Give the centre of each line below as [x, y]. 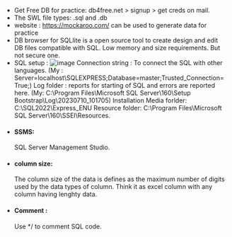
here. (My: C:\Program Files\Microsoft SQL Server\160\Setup [102, 93]
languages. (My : [39, 70]
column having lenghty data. [56, 195]
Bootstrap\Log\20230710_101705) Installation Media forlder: [100, 100]
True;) [23, 85]
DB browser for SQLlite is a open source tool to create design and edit [116, 40]
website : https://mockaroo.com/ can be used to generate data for [110, 25]
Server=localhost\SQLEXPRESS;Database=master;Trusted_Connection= [119, 78]
